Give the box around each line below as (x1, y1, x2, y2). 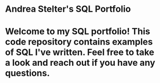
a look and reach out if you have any (5, 57, 156, 68)
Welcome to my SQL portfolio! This (5, 26, 150, 37)
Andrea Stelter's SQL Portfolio (5, 3, 131, 15)
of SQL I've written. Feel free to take (5, 47, 155, 58)
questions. (5, 68, 50, 79)
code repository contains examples (5, 36, 153, 48)
